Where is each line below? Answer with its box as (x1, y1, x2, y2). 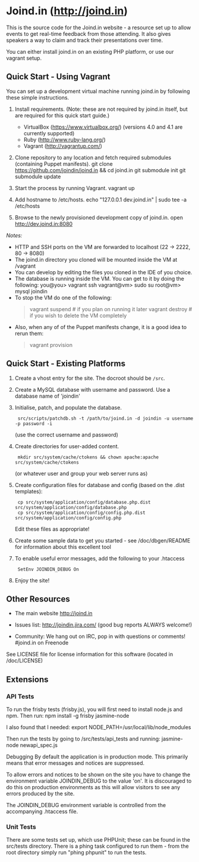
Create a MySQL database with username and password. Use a (14, 386, 170, 393)
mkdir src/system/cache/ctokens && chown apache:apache (17, 454, 159, 460)
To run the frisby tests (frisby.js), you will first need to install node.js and (6, 706, 183, 713)
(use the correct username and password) (14, 431, 119, 438)
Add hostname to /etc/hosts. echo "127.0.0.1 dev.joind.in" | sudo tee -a (14, 196, 187, 203)
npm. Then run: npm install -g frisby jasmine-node (6, 712, 129, 720)
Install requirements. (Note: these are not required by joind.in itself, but (14, 106, 188, 113)
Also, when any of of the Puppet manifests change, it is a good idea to (14, 323, 187, 330)
